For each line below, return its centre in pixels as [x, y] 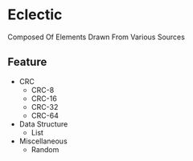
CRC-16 [44, 99]
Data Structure [43, 124]
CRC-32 [45, 107]
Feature [27, 62]
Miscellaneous [43, 141]
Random [45, 149]
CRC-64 [45, 115]
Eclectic [35, 15]
